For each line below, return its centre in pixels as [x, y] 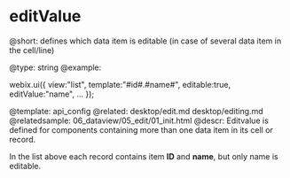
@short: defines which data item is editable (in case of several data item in [145, 41]
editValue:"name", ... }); [52, 94]
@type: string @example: [55, 67]
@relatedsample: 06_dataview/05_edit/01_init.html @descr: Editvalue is [139, 120]
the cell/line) [32, 50]
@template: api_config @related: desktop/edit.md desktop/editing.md [136, 111]
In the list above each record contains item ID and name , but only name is [144, 156]
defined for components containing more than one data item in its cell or [141, 129]
